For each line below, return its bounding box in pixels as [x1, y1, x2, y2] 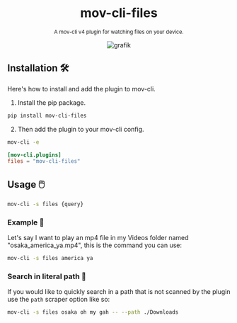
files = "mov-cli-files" [7, 158, 81, 165]
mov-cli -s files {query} [7, 200, 83, 208]
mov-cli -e [7, 138, 40, 146]
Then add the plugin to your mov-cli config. [17, 125, 144, 133]
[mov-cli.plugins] [7, 151, 62, 159]
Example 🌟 [7, 217, 45, 227]
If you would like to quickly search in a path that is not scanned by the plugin [7, 288, 231, 296]
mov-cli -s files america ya [7, 255, 93, 262]
